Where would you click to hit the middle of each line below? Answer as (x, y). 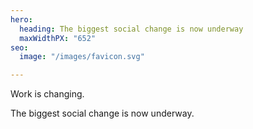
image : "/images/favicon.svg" (82, 57)
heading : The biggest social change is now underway (131, 29)
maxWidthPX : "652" (58, 38)
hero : (21, 19)
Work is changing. (47, 94)
